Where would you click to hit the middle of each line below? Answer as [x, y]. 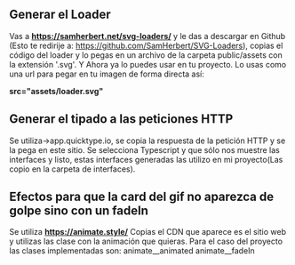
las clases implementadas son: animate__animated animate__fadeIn [132, 251]
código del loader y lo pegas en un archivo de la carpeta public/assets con [146, 55]
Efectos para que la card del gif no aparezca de [142, 197]
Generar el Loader [60, 15]
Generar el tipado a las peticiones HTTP [121, 119]
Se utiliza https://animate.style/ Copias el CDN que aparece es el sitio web [148, 232]
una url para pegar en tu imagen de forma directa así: [107, 74]
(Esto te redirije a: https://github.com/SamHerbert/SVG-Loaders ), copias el [146, 45]
